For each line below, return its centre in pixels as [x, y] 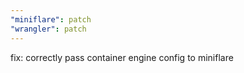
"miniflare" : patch [51, 19]
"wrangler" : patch [48, 29]
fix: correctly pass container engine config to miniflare [122, 57]
